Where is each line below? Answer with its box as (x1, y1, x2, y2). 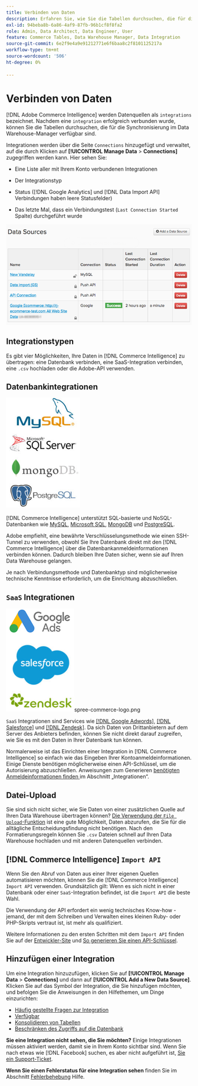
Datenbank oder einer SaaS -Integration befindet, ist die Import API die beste (6, 889, 190, 896)
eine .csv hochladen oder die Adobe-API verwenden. (6, 365, 136, 372)
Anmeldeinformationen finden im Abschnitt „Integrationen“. (6, 773, 149, 780)
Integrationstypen (6, 337, 74, 347)
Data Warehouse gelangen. (6, 557, 72, 564)
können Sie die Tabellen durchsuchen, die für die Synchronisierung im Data (6, 124, 190, 131)
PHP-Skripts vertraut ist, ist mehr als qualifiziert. (6, 919, 123, 926)
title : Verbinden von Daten (6, 9, 75, 15)
